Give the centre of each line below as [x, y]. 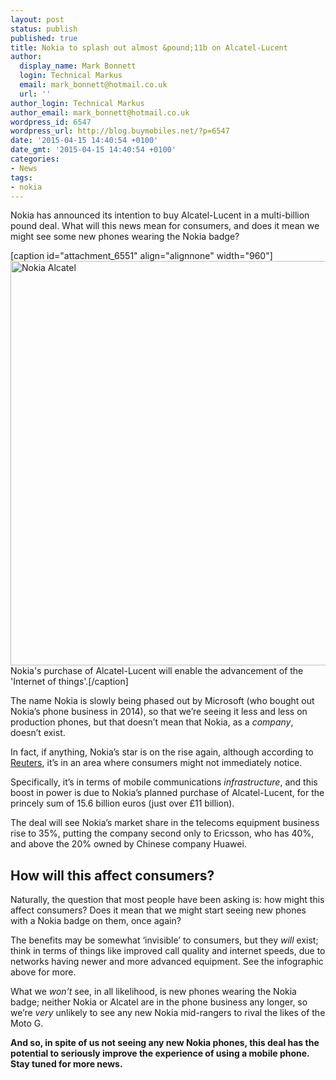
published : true [44, 38]
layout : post [37, 19]
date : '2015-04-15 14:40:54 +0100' [84, 141]
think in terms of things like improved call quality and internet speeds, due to [168, 951]
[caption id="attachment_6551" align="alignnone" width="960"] [141, 256]
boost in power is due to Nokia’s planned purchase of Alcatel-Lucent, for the [167, 793]
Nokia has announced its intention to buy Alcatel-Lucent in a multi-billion [160, 215]
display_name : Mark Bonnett [78, 66]
